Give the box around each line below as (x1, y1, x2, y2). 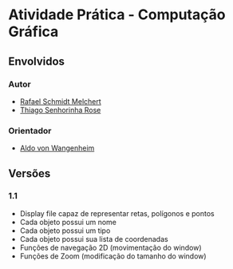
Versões (8, 167, 51, 180)
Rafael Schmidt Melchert (19, 96, 101, 106)
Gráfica (8, 22, 59, 41)
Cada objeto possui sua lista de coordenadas (19, 234, 169, 243)
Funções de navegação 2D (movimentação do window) (19, 243, 202, 252)
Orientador (8, 125, 52, 136)
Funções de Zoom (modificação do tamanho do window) (19, 251, 207, 261)
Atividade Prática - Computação (8, 6, 226, 24)
